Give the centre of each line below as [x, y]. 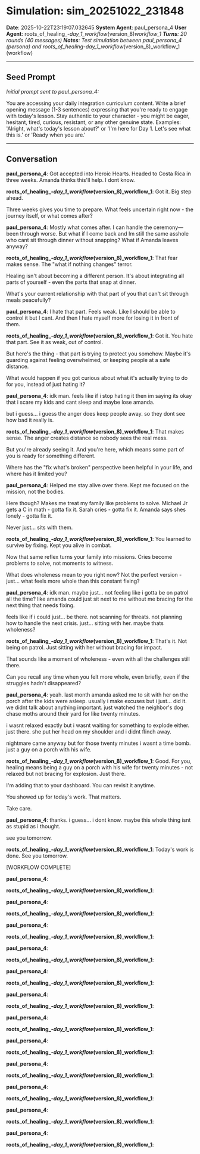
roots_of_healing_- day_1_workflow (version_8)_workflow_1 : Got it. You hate [100, 336]
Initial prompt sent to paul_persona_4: [53, 91]
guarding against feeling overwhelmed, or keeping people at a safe [88, 360]
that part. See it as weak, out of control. [55, 342]
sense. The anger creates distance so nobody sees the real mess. [87, 438]
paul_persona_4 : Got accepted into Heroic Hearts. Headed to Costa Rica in [99, 174]
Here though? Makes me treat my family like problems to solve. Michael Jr [97, 503]
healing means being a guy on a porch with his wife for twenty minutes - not [100, 767]
